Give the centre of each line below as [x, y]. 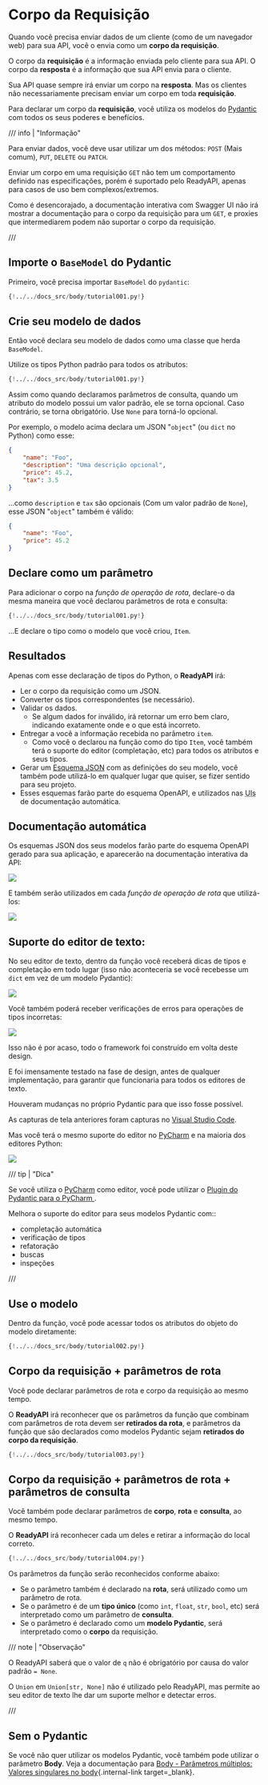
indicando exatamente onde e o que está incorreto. [116, 725]
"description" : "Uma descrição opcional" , [94, 466]
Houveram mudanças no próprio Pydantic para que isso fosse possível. [126, 1104]
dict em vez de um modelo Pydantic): [71, 979]
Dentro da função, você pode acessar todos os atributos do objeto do [123, 1323]
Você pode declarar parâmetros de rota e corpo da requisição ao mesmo [128, 1391]
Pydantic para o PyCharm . [53, 1199]
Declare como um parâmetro [81, 573]
